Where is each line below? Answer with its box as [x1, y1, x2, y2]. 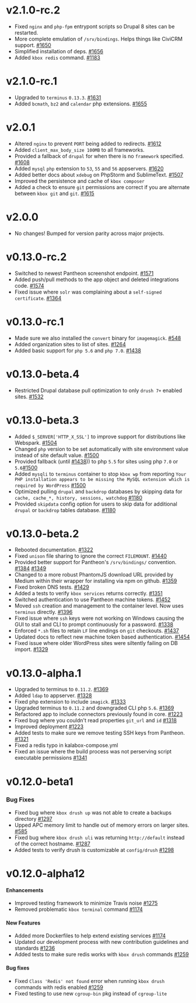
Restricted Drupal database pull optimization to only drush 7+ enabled [14, 387, 183, 394]
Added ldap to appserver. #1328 [14, 692, 92, 699]
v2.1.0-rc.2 [6, 4, 61, 17]
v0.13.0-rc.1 [6, 315, 64, 328]
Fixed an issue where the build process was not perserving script [14, 748, 172, 755]
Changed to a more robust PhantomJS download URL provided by [14, 571, 174, 578]
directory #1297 [14, 815, 52, 822]
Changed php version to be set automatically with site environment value [14, 445, 188, 452]
